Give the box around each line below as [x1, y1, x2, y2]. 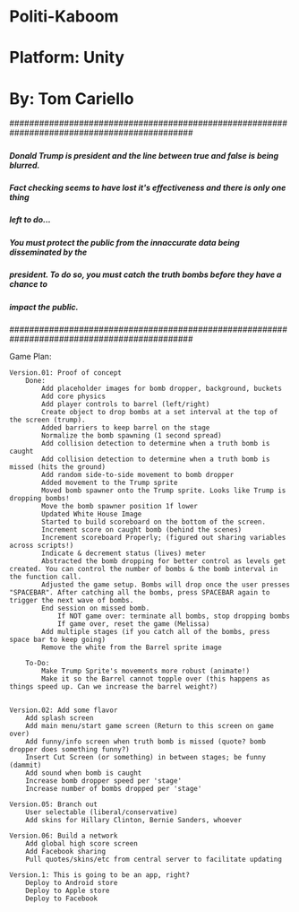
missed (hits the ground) [9, 462, 106, 472]
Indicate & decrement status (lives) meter [41, 549, 206, 558]
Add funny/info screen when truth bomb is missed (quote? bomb [25, 737, 267, 746]
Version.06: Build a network [9, 831, 118, 840]
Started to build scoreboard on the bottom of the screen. [41, 517, 267, 526]
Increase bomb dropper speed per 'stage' [25, 776, 182, 786]
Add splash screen [25, 713, 94, 723]
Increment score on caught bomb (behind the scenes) [41, 525, 243, 534]
